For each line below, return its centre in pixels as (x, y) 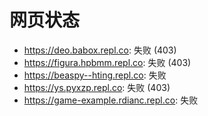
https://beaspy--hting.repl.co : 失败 (95, 75)
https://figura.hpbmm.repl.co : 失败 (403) (107, 62)
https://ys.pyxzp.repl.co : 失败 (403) (97, 87)
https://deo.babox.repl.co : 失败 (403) (100, 50)
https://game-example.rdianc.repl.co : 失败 (111, 100)
